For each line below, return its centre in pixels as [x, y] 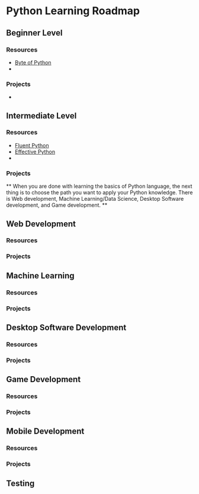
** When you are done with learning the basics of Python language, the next [99, 186]
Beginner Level [34, 33]
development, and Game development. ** [57, 205]
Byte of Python [33, 62]
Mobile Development [45, 432]
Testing [20, 483]
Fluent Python [32, 145]
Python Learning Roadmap [73, 11]
